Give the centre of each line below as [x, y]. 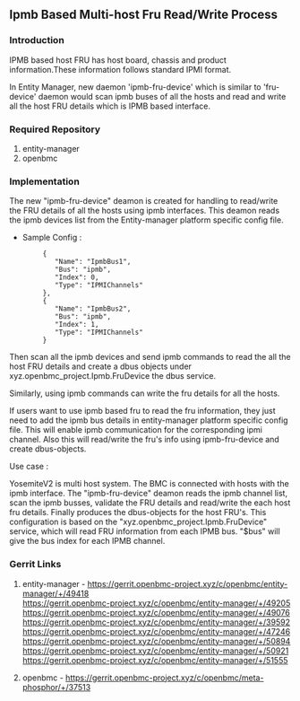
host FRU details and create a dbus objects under [101, 366]
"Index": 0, [77, 277]
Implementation [45, 181]
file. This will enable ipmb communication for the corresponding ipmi [136, 430]
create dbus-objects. [48, 449]
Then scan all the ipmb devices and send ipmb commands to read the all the [150, 357]
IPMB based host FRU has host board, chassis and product [118, 60]
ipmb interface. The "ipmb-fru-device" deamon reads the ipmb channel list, [149, 494]
